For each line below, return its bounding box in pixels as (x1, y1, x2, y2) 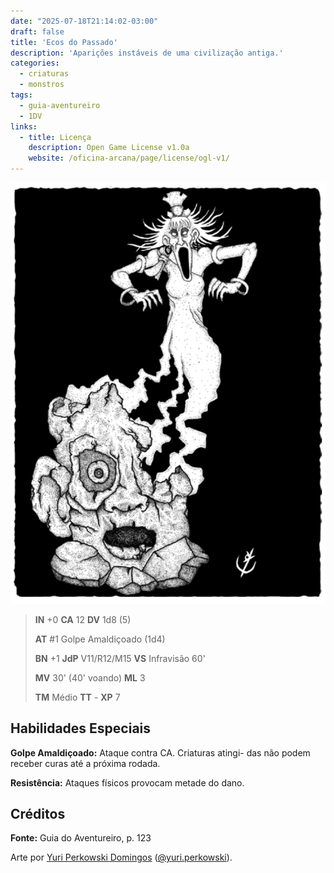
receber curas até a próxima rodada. (10, 757, 161, 769)
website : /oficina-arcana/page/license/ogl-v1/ (28, 153, 230, 164)
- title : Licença (19, 132, 92, 142)
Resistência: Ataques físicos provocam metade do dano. (10, 776, 245, 789)
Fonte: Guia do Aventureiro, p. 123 (10, 832, 152, 844)
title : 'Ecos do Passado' (10, 37, 118, 47)
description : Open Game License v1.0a (28, 143, 190, 153)
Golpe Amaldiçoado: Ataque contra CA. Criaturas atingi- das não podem (10, 746, 311, 759)
